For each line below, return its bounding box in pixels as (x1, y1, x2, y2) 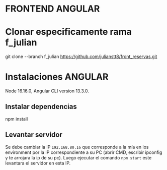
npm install (5, 116, 28, 122)
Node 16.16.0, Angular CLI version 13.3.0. (5, 88, 90, 94)
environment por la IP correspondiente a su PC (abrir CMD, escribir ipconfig (5, 149, 162, 155)
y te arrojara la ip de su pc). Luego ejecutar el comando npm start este (5, 154, 152, 160)
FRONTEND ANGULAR (5, 3, 100, 15)
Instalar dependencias (5, 102, 77, 111)
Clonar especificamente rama (5, 26, 132, 38)
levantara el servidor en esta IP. (5, 160, 71, 166)
